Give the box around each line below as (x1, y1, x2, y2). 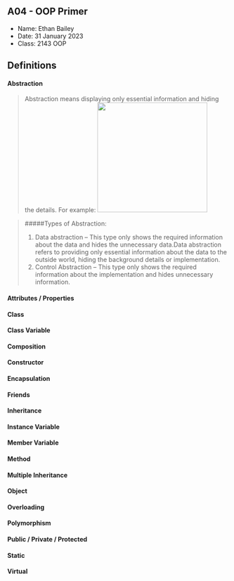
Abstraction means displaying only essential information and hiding (24, 95, 219, 103)
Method (7, 455, 31, 463)
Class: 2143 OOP (17, 39, 67, 48)
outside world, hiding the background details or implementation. (34, 256, 221, 264)
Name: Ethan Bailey (17, 24, 74, 32)
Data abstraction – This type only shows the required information (34, 233, 223, 242)
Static (7, 551, 25, 559)
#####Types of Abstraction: (24, 219, 107, 228)
